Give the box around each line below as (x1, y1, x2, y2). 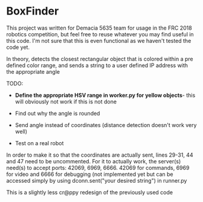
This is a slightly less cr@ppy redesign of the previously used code (6, 189, 173, 196)
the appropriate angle (6, 68, 60, 75)
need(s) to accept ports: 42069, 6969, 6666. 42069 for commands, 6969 (6, 164, 190, 171)
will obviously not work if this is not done (14, 98, 117, 105)
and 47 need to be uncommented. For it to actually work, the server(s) (6, 157, 181, 165)
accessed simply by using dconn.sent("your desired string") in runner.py (6, 177, 187, 184)
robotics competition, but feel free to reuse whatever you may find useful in (6, 30, 195, 37)
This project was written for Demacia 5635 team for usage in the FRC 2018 (6, 24, 192, 31)
